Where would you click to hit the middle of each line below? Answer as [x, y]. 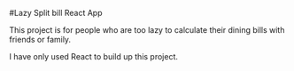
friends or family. [40, 39]
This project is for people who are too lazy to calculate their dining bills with [147, 30]
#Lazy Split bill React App [56, 13]
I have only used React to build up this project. [94, 56]
